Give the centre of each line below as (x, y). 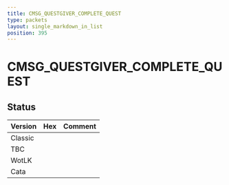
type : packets (28, 20)
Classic (22, 138)
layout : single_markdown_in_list (55, 26)
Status (22, 107)
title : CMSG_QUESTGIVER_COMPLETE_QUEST (64, 13)
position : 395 (28, 33)
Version (24, 126)
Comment (79, 126)
